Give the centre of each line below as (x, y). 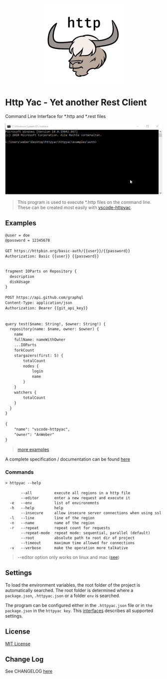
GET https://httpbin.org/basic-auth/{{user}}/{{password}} (68, 251)
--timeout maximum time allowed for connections (78, 543)
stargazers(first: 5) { (39, 355)
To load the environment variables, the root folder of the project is (73, 585)
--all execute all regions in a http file (76, 493)
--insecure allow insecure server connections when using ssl (91, 513)
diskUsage (20, 282)
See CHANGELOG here (29, 672)
